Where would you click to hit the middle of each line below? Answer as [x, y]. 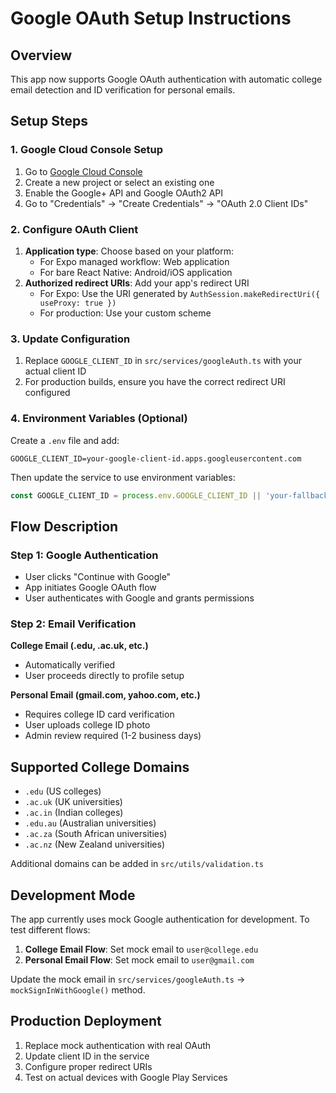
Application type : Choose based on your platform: [129, 251]
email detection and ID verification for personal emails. [123, 90]
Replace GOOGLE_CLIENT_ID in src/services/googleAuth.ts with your [163, 361]
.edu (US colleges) [63, 791]
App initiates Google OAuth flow [90, 588]
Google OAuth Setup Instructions [151, 18]
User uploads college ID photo [87, 725]
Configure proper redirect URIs [88, 1066]
